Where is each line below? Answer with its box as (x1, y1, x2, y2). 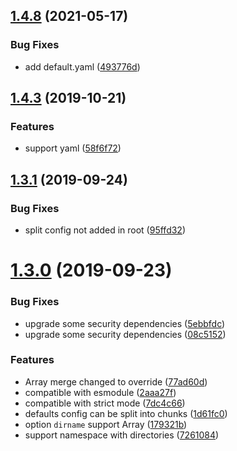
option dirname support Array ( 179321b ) (24, 418, 188, 430)
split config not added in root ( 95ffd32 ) (24, 224, 186, 236)
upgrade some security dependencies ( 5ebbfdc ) (24, 317, 226, 329)
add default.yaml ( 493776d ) (24, 60, 141, 73)
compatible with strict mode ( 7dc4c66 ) (24, 397, 186, 409)
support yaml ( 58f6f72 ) (24, 142, 122, 154)
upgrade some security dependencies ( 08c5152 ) (24, 328, 227, 340)
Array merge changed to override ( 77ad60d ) (24, 375, 208, 388)
